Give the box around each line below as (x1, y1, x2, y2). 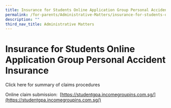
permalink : (5, 12, 28, 17)
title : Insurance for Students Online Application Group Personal (5, 7, 149, 13)
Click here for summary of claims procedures (5, 82, 100, 88)
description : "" (5, 17, 40, 22)
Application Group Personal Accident (5, 54, 166, 66)
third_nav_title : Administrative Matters (5, 21, 95, 27)
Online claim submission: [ (5, 92, 62, 98)
